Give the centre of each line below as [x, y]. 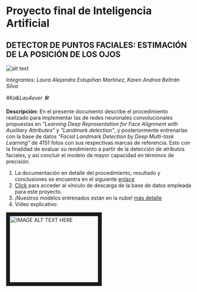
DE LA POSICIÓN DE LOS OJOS [63, 54]
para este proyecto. [38, 192]
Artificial [28, 23]
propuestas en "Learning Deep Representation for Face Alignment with [92, 124]
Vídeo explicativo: [36, 204]
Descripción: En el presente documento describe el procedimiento [87, 111]
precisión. [18, 161]
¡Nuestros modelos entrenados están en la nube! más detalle [88, 198]
